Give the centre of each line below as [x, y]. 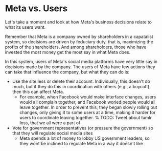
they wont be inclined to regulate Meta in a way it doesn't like [81, 143]
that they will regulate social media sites [52, 133]
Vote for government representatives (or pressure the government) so [82, 128]
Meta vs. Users [36, 9]
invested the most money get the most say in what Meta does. [68, 52]
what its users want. [25, 27]
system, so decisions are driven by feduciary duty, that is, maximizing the [79, 41]
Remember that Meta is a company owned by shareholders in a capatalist [79, 37]
